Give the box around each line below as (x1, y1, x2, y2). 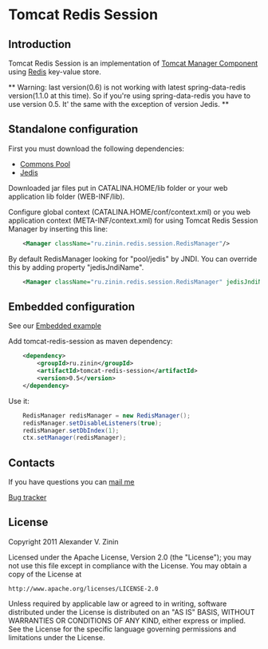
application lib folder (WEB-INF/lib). (8, 192, 125, 201)
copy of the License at (8, 569, 82, 579)
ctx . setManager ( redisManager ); (22, 433, 127, 442)
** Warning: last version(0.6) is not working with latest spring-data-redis (8, 82, 246, 92)
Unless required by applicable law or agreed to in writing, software (8, 599, 227, 608)
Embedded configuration (8, 299, 136, 313)
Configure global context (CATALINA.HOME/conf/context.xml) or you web (8, 207, 251, 216)
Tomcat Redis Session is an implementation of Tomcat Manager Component (8, 58, 258, 68)
